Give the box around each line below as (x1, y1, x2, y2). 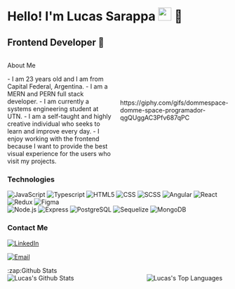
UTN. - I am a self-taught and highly (7, 113, 112, 120)
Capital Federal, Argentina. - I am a (7, 82, 108, 91)
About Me (7, 61, 36, 70)
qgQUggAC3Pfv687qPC (120, 113, 190, 122)
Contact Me (7, 223, 48, 233)
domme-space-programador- (120, 106, 206, 114)
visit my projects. (7, 157, 57, 165)
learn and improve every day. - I (7, 127, 100, 135)
